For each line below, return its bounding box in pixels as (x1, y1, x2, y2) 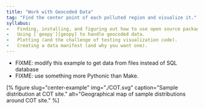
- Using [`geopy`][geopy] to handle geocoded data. (6, 31, 146, 38)
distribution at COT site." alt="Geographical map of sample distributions (6, 90, 186, 97)
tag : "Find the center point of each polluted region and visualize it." (6, 15, 197, 21)
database (15, 65, 39, 73)
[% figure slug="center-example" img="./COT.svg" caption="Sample (6, 84, 178, 91)
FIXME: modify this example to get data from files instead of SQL (15, 59, 177, 67)
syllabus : (6, 20, 32, 26)
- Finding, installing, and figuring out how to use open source (6, 25, 181, 32)
